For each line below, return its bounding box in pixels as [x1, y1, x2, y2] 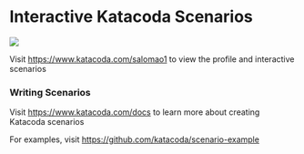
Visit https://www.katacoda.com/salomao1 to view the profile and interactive [9, 53, 295, 65]
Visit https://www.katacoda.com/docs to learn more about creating [9, 107, 260, 118]
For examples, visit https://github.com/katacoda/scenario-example [9, 134, 259, 145]
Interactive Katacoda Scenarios [9, 6, 253, 27]
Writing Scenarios [9, 86, 91, 98]
